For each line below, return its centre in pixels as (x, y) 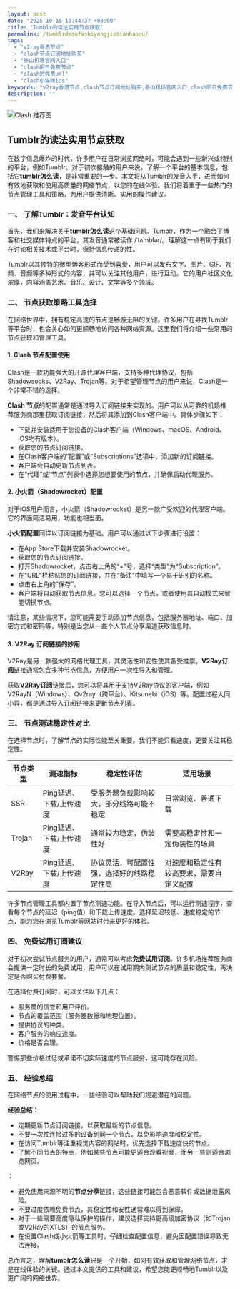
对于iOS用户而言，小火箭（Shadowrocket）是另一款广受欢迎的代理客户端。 (118, 509)
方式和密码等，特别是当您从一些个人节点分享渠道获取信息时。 (104, 626)
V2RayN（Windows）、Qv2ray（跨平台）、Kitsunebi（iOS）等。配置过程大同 (119, 694)
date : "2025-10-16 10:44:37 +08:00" (62, 21)
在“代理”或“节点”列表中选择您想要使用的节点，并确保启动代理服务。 (117, 474)
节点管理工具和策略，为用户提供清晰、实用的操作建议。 (89, 194)
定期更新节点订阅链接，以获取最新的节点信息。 (86, 1125)
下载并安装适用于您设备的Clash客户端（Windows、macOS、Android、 (121, 429)
